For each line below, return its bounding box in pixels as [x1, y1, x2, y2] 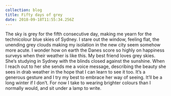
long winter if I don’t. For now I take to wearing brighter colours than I [5, 80, 151, 86]
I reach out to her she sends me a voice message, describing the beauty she [5, 63, 166, 69]
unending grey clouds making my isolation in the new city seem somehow [5, 42, 161, 48]
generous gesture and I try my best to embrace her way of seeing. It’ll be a [5, 75, 162, 81]
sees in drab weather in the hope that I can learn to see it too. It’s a [5, 69, 145, 75]
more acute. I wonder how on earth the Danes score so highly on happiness [5, 47, 165, 54]
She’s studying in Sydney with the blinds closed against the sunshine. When [5, 58, 165, 64]
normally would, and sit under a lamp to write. [5, 85, 102, 91]
